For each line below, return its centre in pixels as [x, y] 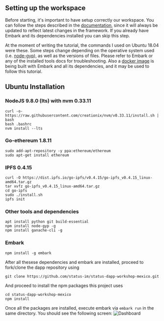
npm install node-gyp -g [30, 226]
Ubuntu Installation [35, 87]
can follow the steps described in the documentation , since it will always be [82, 25]
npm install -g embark [28, 253]
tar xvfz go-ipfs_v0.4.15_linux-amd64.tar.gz [52, 187]
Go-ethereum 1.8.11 [28, 141]
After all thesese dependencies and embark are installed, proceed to [74, 262]
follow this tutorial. [24, 71]
